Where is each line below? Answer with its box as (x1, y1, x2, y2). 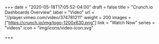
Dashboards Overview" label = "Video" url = (4, 9, 95, 15)
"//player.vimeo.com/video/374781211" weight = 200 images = (4, 15, 131, 20)
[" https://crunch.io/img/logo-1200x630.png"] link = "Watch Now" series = (4, 20, 155, 25)
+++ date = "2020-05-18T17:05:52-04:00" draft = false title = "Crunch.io (4, 4, 153, 10)
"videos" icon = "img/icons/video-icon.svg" (4, 25, 94, 31)
